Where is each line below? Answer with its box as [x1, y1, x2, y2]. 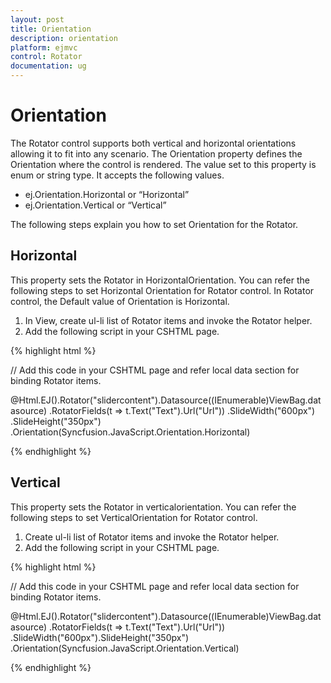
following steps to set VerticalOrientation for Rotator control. [10, 511, 258, 523]
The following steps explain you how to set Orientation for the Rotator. [10, 218, 299, 230]
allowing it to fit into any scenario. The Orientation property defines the [10, 147, 303, 160]
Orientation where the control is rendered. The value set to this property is [10, 158, 317, 170]
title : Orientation [10, 24, 92, 34]
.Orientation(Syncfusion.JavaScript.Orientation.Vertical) [10, 642, 240, 654]
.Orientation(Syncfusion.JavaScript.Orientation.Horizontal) [10, 426, 251, 438]
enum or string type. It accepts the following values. [10, 169, 225, 181]
